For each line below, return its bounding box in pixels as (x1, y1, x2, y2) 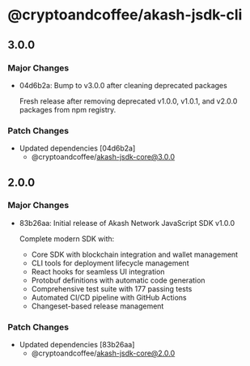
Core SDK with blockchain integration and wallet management (31, 249, 239, 259)
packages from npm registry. (19, 104, 117, 114)
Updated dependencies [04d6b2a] (19, 143, 136, 153)
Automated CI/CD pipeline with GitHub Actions (31, 292, 187, 302)
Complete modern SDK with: (19, 233, 115, 244)
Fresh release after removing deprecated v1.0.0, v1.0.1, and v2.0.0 (19, 96, 238, 106)
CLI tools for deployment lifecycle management (31, 257, 189, 268)
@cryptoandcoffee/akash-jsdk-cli (7, 6, 243, 24)
